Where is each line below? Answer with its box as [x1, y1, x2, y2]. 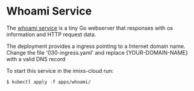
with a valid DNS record [6, 55, 66, 62]
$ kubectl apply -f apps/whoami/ [6, 79, 91, 85]
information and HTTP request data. [6, 30, 97, 38]
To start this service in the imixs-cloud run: [6, 67, 114, 74]
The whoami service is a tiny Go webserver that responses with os [6, 24, 173, 32]
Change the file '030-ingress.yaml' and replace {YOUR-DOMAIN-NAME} [6, 49, 189, 56]
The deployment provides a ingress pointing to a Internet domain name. [6, 42, 185, 50]
